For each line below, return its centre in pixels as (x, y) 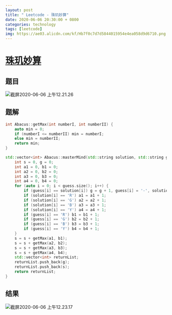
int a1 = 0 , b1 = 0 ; (36, 167)
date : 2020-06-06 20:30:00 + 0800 (42, 19)
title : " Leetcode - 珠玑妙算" (37, 15)
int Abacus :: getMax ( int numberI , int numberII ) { (59, 124)
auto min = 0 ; (29, 129)
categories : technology (31, 24)
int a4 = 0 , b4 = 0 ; (36, 181)
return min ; (27, 143)
